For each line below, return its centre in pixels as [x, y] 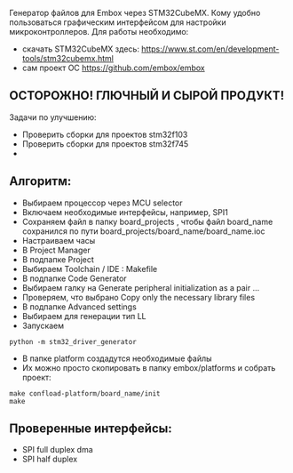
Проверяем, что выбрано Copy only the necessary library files [139, 297]
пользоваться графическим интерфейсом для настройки [118, 22]
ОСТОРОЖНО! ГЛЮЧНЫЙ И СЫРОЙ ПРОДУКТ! [147, 96]
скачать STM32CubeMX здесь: [81, 49]
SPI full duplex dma [57, 450]
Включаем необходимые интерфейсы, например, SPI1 [125, 212]
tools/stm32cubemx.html [67, 58]
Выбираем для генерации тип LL [84, 316]
